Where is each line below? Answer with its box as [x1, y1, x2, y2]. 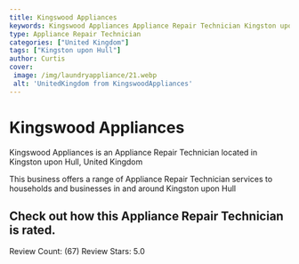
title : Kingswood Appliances [9, 12, 117, 22]
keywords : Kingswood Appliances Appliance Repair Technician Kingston [9, 21, 277, 30]
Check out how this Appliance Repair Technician [9, 208, 284, 223]
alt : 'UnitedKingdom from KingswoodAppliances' [12, 79, 193, 88]
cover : [9, 63, 34, 72]
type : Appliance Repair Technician [9, 29, 141, 38]
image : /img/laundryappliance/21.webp [12, 71, 158, 80]
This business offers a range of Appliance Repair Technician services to [9, 173, 273, 184]
